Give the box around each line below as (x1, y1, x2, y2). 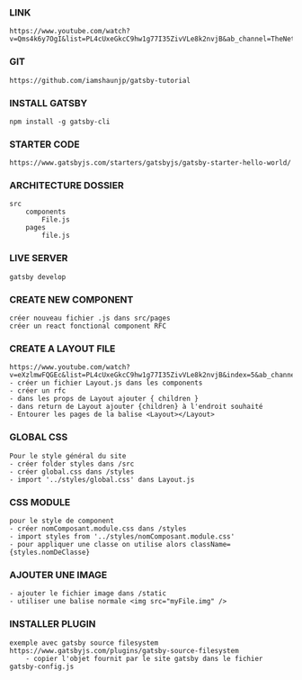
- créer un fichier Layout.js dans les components (9, 378, 203, 388)
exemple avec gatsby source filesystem (9, 638, 159, 648)
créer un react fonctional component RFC (9, 322, 167, 331)
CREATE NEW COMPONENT (9, 293, 134, 305)
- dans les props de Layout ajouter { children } (9, 394, 200, 403)
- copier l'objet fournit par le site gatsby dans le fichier (25, 654, 263, 663)
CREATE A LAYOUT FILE (9, 342, 116, 355)
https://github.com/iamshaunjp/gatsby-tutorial (9, 76, 191, 85)
